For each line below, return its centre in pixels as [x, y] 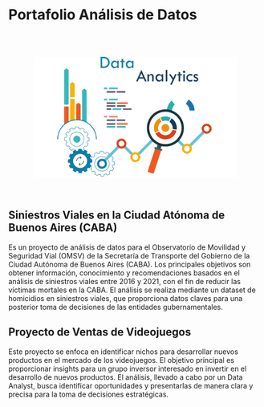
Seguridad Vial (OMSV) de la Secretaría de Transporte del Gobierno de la [129, 255]
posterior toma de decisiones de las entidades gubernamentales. [116, 307]
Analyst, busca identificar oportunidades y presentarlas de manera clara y [131, 385]
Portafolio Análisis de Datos [103, 15]
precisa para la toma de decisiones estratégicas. [89, 394]
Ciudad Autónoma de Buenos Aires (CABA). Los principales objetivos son [130, 264]
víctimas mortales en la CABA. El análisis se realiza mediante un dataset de [132, 290]
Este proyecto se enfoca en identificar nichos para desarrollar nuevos [124, 352]
